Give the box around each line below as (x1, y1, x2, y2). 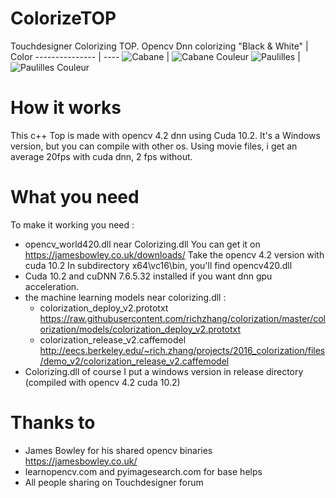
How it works (10, 97, 122, 119)
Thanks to (10, 412, 96, 434)
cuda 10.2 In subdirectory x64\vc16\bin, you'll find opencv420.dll (24, 259, 293, 271)
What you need (10, 186, 140, 209)
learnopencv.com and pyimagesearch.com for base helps (24, 465, 263, 477)
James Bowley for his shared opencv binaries (24, 444, 213, 456)
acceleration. (24, 280, 80, 292)
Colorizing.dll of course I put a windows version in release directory (24, 365, 304, 377)
